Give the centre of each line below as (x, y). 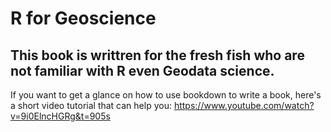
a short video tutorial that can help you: (91, 105)
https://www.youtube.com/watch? (244, 105)
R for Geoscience (83, 18)
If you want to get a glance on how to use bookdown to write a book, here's (166, 95)
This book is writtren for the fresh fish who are (157, 55)
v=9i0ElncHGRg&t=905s (60, 116)
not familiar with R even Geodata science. (142, 70)
